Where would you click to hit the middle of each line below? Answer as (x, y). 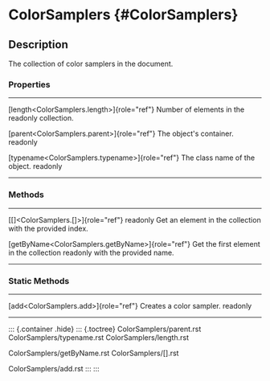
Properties (29, 84)
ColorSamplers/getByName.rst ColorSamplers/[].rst (94, 353)
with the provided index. (48, 228)
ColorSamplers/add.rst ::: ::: (54, 368)
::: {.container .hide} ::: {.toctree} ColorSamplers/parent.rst (105, 329)
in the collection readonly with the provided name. (91, 252)
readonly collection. (41, 118)
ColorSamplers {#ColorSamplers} (123, 15)
